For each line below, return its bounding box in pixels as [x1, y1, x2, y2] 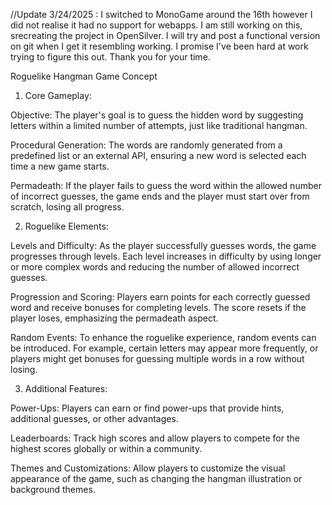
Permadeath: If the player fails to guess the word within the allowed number [10, 180, 322, 191]
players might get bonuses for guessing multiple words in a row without [10, 353, 305, 364]
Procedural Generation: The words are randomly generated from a [10, 139, 283, 151]
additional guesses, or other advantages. [10, 413, 179, 424]
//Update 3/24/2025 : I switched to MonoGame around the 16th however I [10, 9, 313, 20]
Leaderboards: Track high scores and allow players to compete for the [10, 432, 300, 444]
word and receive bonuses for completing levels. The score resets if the [10, 302, 307, 313]
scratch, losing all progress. [10, 201, 125, 213]
